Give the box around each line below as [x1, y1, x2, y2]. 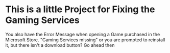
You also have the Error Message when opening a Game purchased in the [5, 31, 160, 37]
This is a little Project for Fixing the [5, 4, 155, 15]
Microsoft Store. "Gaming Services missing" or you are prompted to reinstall [5, 37, 165, 43]
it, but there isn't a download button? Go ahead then [5, 42, 115, 48]
